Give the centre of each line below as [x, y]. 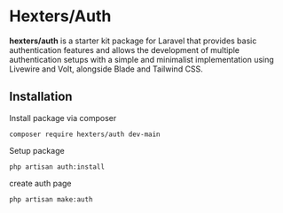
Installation [41, 97]
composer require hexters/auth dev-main [85, 134]
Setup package [37, 150]
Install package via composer [63, 118]
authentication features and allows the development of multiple [124, 49]
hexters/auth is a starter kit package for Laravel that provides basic [133, 41]
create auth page [40, 183]
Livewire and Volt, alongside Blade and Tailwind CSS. [106, 69]
